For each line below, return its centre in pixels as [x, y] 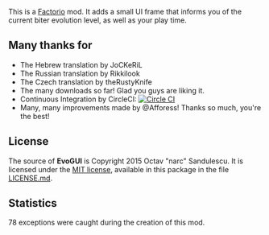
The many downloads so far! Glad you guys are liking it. [112, 90]
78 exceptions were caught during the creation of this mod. [107, 223]
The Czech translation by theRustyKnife [86, 82]
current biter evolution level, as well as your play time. [97, 20]
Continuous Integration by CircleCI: [78, 99]
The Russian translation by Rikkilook [80, 73]
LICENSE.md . [31, 178]
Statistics [33, 203]
